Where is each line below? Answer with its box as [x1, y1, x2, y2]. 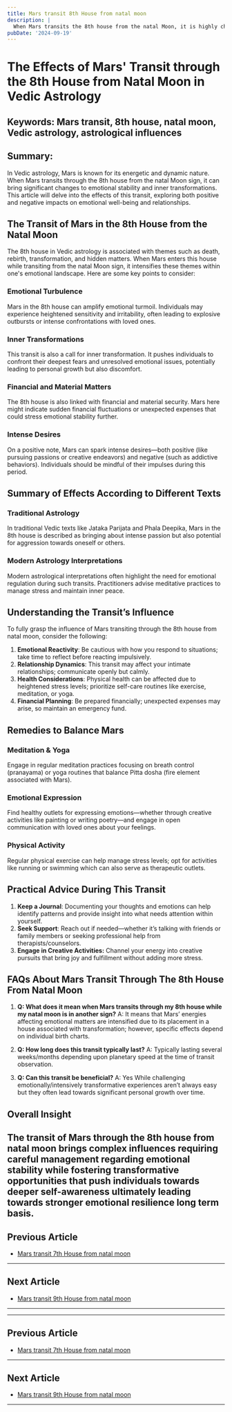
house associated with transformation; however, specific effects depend [17, 1025, 223, 1033]
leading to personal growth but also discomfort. [7, 365, 142, 374]
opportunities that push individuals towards [7, 1175, 200, 1187]
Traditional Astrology [7, 508, 80, 517]
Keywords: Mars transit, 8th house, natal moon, [7, 116, 216, 128]
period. [7, 468, 28, 476]
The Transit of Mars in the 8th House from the [7, 219, 208, 230]
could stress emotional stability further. [7, 412, 119, 421]
